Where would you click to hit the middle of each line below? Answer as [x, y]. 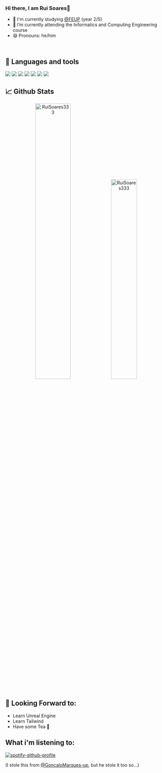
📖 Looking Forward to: [41, 703]
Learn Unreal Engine [34, 716]
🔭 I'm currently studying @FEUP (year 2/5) [57, 19]
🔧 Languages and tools [42, 62]
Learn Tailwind [28, 721]
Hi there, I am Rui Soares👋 [38, 8]
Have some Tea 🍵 [31, 726]
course [20, 30]
